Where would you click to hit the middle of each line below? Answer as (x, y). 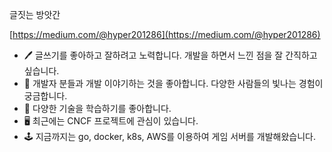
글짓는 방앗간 (35, 14)
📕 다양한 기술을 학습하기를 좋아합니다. (97, 108)
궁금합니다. (45, 96)
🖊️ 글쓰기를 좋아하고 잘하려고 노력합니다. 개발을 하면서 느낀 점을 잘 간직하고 (170, 55)
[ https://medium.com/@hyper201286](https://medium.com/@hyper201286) (165, 34)
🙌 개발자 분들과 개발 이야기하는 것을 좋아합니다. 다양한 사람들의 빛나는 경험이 (173, 83)
